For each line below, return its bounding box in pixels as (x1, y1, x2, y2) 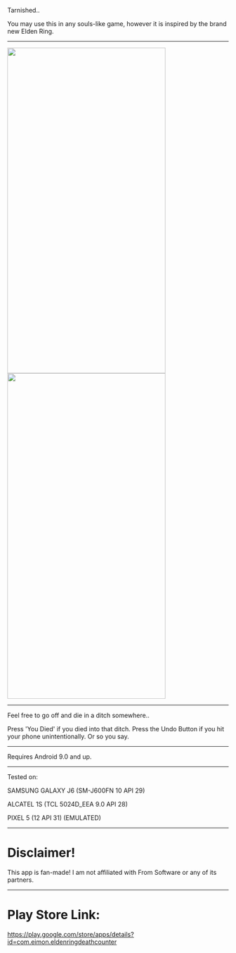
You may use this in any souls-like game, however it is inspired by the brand (7, 20, 227, 27)
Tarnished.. (7, 6, 40, 14)
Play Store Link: (7, 907, 100, 923)
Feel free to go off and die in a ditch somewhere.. (7, 711, 150, 719)
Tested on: (7, 773, 39, 781)
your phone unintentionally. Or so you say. (7, 732, 129, 740)
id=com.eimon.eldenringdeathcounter (7, 938, 117, 946)
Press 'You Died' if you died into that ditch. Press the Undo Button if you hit (7, 725, 225, 733)
